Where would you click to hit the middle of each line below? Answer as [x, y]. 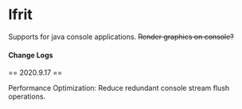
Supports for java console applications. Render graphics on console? [121, 37]
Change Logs [31, 55]
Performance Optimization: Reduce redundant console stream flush [119, 88]
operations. [27, 96]
